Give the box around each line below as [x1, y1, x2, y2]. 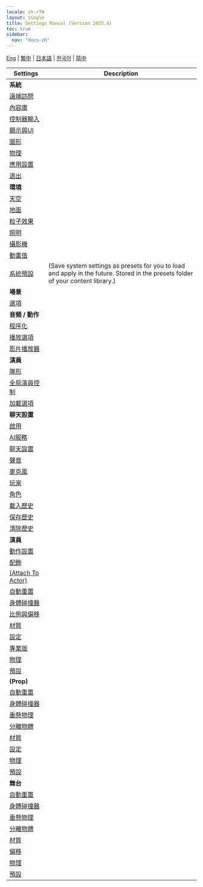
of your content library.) [48, 277, 116, 285]
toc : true [6, 25, 31, 32]
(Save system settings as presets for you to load [48, 261, 185, 270]
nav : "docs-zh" [11, 37, 50, 43]
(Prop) [9, 677, 28, 686]
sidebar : [6, 32, 28, 38]
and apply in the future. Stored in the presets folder [48, 269, 193, 277]
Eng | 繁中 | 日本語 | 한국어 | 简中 [6, 55, 87, 61]
